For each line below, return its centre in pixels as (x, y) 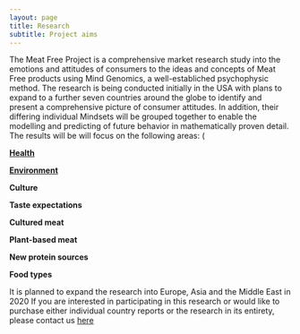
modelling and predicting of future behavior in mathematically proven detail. (149, 126)
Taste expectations (46, 205)
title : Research (39, 26)
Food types (30, 275)
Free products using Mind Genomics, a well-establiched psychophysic (139, 79)
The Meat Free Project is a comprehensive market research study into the (145, 60)
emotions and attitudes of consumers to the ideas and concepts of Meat (142, 69)
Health (22, 153)
